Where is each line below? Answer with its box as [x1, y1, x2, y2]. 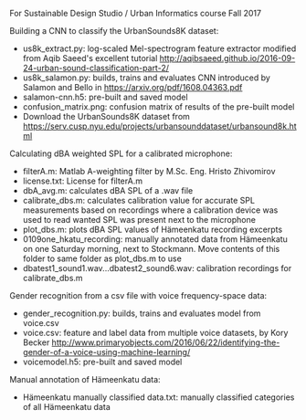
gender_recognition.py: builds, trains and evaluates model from [22, 308, 261, 319]
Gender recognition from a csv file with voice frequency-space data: [9, 290, 268, 300]
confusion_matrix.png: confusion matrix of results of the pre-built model [22, 101, 295, 112]
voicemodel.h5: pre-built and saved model [22, 356, 183, 367]
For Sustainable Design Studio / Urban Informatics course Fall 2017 [9, 8, 262, 18]
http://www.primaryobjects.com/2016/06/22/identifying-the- [51, 337, 280, 348]
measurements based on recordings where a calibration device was [22, 205, 279, 215]
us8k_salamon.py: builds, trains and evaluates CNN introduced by [22, 72, 271, 83]
